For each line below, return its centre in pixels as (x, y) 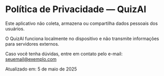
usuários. (15, 28)
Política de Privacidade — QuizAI (76, 9)
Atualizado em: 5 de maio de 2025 (41, 69)
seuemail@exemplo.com (31, 59)
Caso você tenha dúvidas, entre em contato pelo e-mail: (64, 54)
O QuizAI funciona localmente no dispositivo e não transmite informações (82, 39)
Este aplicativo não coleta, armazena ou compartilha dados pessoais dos (82, 23)
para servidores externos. (32, 44)
